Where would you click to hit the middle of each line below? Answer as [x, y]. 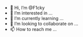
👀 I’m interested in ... [31, 13]
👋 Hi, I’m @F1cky [27, 8]
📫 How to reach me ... [33, 29]
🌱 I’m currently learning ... [37, 18]
